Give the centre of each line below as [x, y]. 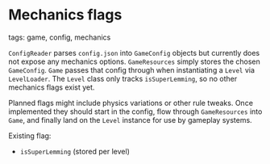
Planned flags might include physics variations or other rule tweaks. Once [131, 103]
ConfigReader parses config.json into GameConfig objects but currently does [134, 53]
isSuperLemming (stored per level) [75, 151]
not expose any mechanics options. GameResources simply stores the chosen [134, 61]
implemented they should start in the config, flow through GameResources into [135, 111]
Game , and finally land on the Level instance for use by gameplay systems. [130, 120]
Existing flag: [30, 136]
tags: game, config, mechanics [60, 37]
